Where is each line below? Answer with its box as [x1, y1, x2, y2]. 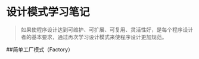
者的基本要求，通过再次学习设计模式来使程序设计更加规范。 [20, 33, 167, 40]
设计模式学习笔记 [6, 5, 91, 19]
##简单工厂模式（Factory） [6, 45, 73, 53]
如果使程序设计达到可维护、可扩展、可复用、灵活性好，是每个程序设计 [20, 26, 194, 33]
